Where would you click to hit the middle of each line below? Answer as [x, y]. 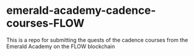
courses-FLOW [46, 23]
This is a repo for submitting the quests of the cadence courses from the [97, 40]
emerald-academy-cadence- [81, 11]
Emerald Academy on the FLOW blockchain [61, 46]
